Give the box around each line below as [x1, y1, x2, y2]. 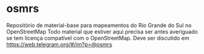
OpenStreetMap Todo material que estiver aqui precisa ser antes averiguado [6, 28, 198, 35]
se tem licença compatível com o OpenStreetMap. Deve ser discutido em [6, 34, 190, 41]
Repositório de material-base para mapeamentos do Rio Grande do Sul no [6, 22, 192, 29]
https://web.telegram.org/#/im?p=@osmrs [6, 41, 113, 48]
